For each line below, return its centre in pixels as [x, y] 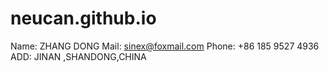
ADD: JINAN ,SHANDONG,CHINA [78, 56]
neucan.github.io [83, 18]
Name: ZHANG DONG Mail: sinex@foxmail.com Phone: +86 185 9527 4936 [165, 46]
